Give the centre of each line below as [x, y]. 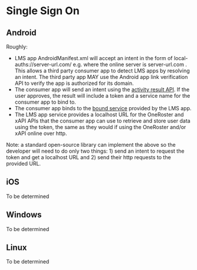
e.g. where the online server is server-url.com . [130, 64]
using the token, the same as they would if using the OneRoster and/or [100, 127]
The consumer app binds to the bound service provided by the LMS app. [103, 108]
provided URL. [24, 164]
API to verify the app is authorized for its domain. [74, 83]
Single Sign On [43, 11]
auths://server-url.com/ [43, 64]
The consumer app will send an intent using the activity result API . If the [102, 89]
